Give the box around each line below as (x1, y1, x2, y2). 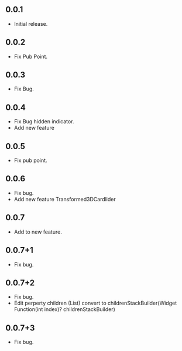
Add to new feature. (13, 228, 62, 235)
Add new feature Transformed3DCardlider (13, 195, 116, 203)
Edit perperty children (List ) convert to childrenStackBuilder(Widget (13, 299, 177, 307)
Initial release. (13, 20, 48, 27)
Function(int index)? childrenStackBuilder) (13, 306, 115, 313)
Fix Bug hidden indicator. (13, 118, 74, 125)
